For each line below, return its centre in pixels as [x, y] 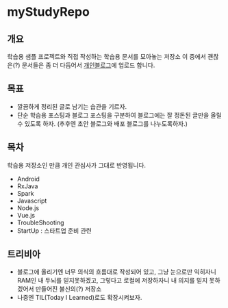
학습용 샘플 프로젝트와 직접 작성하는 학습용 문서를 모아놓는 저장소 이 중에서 [107, 56]
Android [28, 179]
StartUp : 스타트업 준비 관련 [54, 231]
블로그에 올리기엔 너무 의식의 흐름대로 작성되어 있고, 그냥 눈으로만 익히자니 [117, 272]
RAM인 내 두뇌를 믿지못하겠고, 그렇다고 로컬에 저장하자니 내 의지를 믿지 [112, 281]
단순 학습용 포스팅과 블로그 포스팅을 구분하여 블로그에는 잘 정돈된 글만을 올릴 [119, 115]
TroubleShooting [40, 222]
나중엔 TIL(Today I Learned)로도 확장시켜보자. [79, 298]
